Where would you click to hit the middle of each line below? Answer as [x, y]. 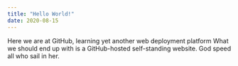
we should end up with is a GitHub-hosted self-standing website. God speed [119, 48]
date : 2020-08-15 [33, 21]
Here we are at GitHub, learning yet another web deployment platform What [118, 40]
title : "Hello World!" [41, 14]
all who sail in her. [34, 56]
